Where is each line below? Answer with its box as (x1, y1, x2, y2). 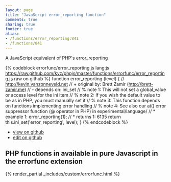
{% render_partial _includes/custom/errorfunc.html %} (5, 171, 120, 177)
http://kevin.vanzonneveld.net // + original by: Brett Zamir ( (5, 81, 129, 87)
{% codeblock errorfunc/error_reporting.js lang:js (5, 64, 110, 71)
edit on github (12, 134, 42, 141)
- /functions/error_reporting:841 (5, 36, 79, 41)
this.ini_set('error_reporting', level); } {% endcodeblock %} (5, 119, 129, 125)
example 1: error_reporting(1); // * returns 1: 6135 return (5, 113, 121, 120)
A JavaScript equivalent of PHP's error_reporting (5, 55, 108, 61)
